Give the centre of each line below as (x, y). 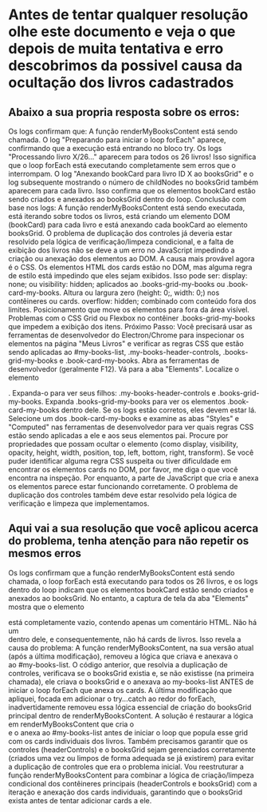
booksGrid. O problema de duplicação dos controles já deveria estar (120, 233)
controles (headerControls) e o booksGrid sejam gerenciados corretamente (132, 750)
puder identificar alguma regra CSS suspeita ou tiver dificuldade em (120, 461)
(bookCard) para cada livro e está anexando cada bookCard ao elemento (128, 225)
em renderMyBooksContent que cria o (71, 724)
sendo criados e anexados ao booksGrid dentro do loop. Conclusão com (128, 199)
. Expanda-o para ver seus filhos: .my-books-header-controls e (112, 393)
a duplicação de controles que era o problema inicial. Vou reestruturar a (126, 766)
